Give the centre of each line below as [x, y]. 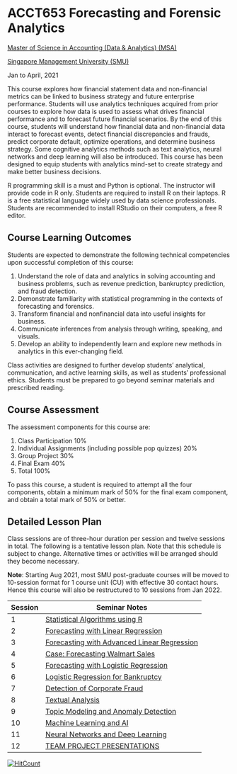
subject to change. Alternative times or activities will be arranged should [112, 554]
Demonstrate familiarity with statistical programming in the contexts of [120, 298]
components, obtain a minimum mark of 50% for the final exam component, [118, 492]
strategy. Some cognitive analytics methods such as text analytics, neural [114, 149]
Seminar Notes [122, 608]
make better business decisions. [54, 171]
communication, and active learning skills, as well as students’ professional [117, 372]
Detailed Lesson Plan [55, 522]
